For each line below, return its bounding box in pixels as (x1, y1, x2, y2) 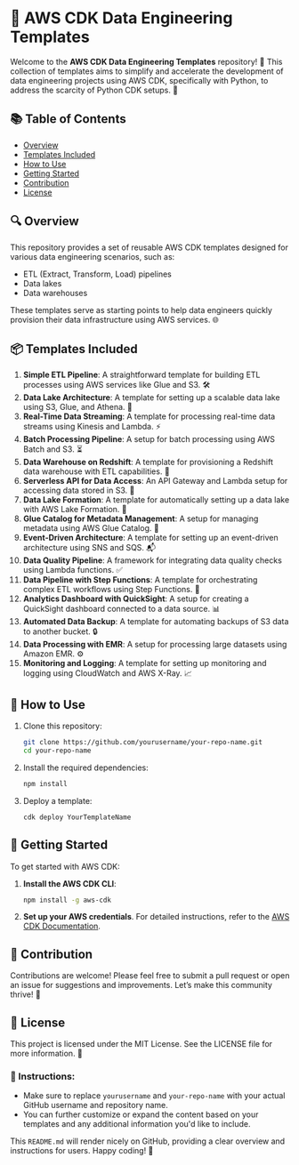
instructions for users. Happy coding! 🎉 (10, 1145, 154, 1156)
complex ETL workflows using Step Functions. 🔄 (22, 584, 200, 595)
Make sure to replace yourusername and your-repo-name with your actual (22, 1090, 286, 1101)
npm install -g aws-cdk (22, 896, 112, 904)
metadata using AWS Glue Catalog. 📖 (22, 523, 159, 534)
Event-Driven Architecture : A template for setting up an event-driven (22, 533, 279, 543)
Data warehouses (22, 287, 88, 298)
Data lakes (22, 277, 62, 288)
